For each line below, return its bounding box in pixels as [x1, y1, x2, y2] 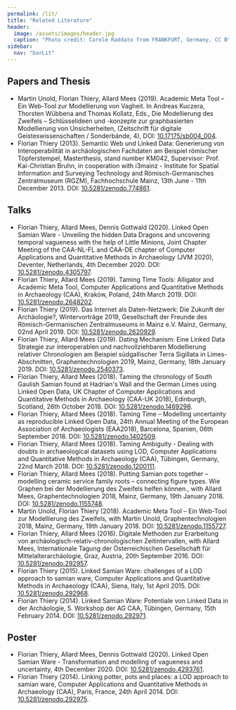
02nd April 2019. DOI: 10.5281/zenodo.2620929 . [17, 328, 157, 336]
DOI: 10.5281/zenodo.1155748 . [17, 499, 104, 508]
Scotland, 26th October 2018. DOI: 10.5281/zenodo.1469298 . [17, 402, 193, 411]
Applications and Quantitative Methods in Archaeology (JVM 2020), [17, 252, 214, 261]
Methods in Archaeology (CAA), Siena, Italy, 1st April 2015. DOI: [17, 581, 201, 590]
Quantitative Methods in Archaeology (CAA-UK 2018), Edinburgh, [17, 394, 206, 403]
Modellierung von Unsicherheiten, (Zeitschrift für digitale [17, 124, 182, 132]
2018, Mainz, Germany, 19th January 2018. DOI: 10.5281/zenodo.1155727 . [17, 522, 228, 530]
